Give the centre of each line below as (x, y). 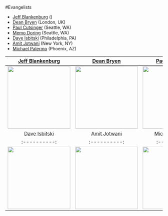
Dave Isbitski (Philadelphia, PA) (44, 38)
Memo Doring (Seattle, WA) (40, 33)
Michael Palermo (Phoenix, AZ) (44, 49)
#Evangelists (18, 7)
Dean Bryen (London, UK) (39, 22)
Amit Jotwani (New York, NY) (42, 43)
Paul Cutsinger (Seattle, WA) (42, 27)
